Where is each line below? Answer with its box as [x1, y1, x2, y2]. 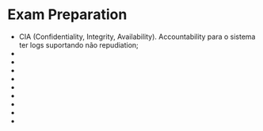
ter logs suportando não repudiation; [18, 40, 139, 49]
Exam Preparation [7, 6, 128, 24]
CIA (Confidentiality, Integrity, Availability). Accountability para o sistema [18, 32, 256, 41]
